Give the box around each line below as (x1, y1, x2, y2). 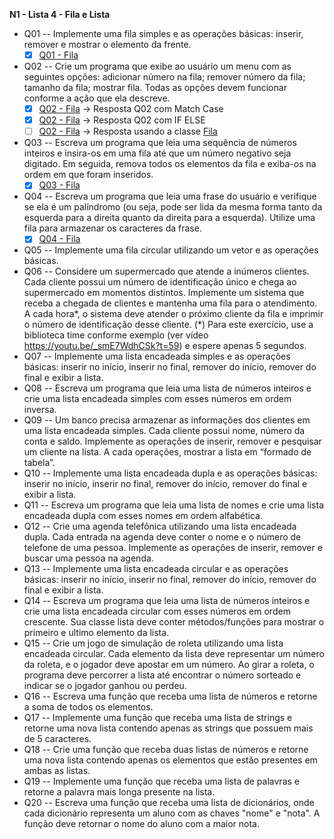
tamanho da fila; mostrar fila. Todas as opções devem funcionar (23, 82, 287, 94)
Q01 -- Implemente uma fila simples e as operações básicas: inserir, (23, 28, 304, 39)
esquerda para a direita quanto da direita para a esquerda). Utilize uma (23, 212, 316, 224)
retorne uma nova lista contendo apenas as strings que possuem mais (23, 722, 314, 734)
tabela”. (23, 457, 56, 469)
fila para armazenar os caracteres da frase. (23, 222, 202, 234)
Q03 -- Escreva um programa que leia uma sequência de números (23, 137, 297, 149)
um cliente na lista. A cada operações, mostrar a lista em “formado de (23, 446, 312, 458)
